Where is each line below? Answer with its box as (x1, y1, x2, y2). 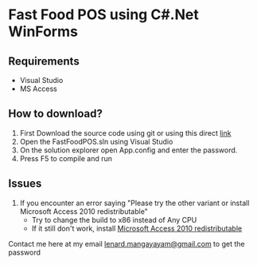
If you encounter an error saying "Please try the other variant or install (19, 198, 250, 208)
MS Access (19, 84, 57, 93)
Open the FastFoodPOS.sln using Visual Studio (19, 136, 173, 146)
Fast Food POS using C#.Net (8, 6, 199, 24)
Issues (8, 177, 42, 191)
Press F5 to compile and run (19, 153, 113, 163)
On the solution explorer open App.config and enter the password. (19, 145, 238, 155)
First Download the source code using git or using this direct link (19, 128, 232, 137)
